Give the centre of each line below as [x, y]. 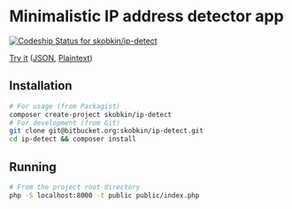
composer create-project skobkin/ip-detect [91, 114]
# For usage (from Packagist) [65, 106]
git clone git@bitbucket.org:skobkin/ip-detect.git [106, 131]
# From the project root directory [75, 187]
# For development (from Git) [65, 123]
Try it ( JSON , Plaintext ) [51, 58]
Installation [41, 86]
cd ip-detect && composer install [73, 139]
